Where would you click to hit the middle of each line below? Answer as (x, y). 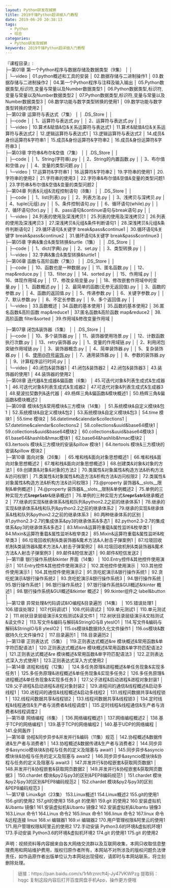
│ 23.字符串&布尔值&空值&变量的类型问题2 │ (52, 184)
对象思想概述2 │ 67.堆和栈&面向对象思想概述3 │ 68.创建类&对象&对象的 (84, 463)
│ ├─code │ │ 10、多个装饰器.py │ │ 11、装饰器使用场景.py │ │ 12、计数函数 (85, 335)
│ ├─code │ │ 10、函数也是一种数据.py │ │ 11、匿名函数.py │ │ (71, 267)
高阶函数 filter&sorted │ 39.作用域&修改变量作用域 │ (60, 318)
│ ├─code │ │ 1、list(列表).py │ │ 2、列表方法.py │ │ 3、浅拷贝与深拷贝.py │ (85, 197)
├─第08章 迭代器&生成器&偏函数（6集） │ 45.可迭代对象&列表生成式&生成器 (85, 380)
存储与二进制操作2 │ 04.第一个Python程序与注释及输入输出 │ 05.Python (85, 82)
